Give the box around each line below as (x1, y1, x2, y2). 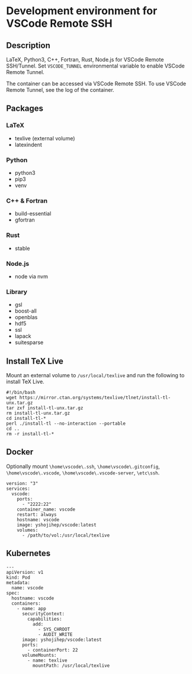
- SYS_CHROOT (37, 626, 70, 632)
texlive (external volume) (14, 134, 75, 142)
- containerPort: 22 (27, 647, 78, 653)
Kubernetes (6, 548, 51, 559)
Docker (6, 447, 34, 457)
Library (6, 287, 28, 296)
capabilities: (27, 616, 62, 622)
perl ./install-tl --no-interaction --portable (6, 421, 126, 426)
